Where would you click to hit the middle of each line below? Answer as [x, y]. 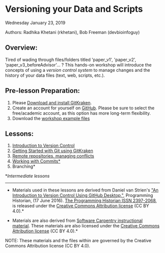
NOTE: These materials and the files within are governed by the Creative [78, 241]
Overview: [21, 48]
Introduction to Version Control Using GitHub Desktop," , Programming [82, 195]
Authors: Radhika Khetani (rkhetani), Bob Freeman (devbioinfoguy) [72, 32]
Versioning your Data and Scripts [74, 9]
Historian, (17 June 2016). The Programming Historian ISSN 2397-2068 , [84, 201]
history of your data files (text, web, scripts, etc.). [55, 75]
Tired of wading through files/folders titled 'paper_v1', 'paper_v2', [71, 60]
